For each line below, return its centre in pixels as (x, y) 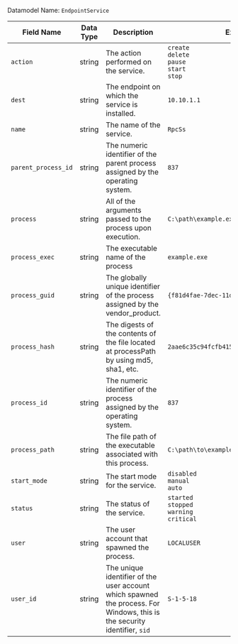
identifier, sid (128, 630)
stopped (180, 504)
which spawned (132, 594)
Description (133, 32)
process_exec (33, 257)
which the (122, 95)
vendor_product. (133, 313)
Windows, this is (133, 612)
